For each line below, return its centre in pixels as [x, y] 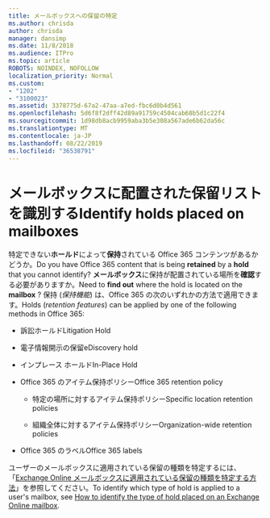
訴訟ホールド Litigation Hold [65, 331]
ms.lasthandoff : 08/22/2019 [56, 143]
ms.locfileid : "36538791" [52, 151]
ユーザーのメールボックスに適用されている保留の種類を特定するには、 [125, 468]
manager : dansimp [37, 38]
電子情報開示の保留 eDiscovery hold [79, 348]
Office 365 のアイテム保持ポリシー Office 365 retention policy [121, 382]
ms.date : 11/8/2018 [41, 46]
